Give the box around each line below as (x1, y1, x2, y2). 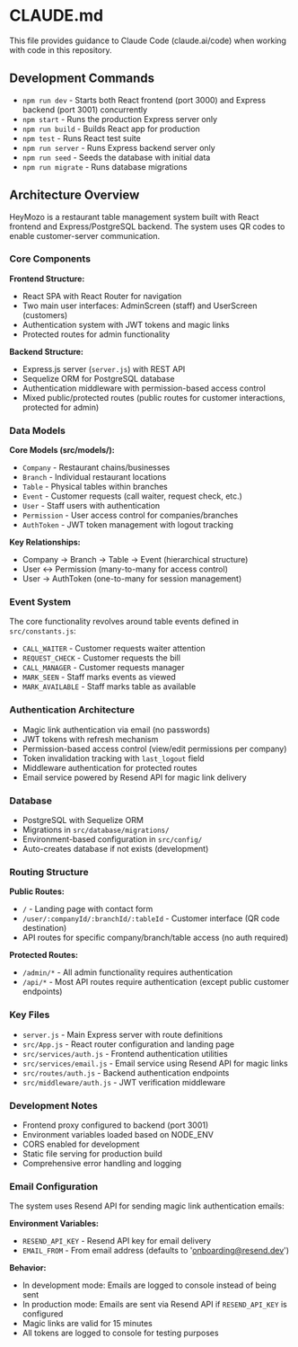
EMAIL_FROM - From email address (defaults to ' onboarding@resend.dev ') (22, 1245, 290, 1256)
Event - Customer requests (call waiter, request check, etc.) (22, 491, 242, 501)
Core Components (9, 253, 92, 265)
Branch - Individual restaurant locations (22, 472, 167, 483)
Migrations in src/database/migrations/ (22, 824, 170, 836)
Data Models (9, 424, 66, 437)
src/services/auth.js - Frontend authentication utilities (22, 1048, 228, 1059)
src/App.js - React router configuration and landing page (22, 1039, 235, 1050)
